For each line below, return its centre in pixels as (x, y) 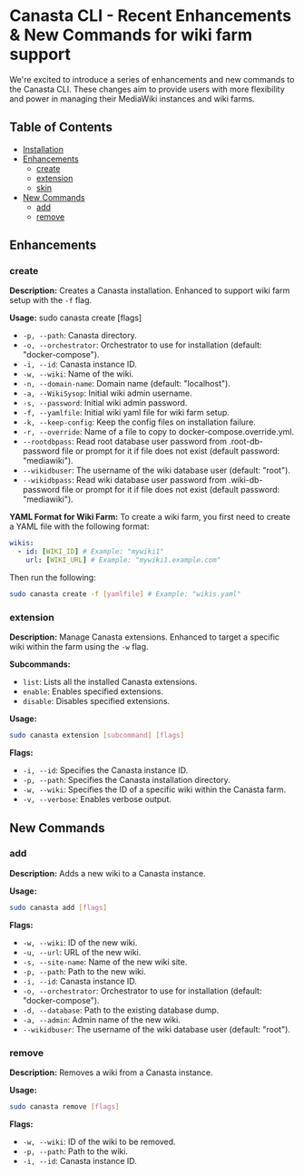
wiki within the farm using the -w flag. (79, 647)
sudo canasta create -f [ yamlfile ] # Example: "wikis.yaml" (126, 594)
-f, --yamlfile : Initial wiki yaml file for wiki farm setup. (126, 413)
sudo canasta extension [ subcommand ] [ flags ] (97, 736)
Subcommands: (40, 664)
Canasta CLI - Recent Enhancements (151, 16)
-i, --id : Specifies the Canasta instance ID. (105, 770)
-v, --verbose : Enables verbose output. (97, 799)
